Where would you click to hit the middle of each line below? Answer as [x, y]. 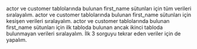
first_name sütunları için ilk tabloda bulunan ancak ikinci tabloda [85, 27]
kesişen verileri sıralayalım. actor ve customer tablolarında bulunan [88, 21]
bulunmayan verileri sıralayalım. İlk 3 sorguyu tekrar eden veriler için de [93, 34]
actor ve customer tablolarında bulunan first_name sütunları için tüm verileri [99, 9]
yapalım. [17, 40]
